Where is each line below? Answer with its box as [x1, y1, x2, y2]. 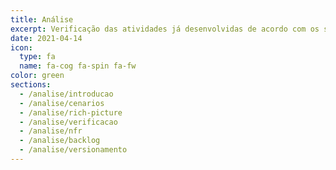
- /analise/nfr [19, 126, 83, 136]
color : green [10, 71, 65, 81]
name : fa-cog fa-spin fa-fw [19, 61, 137, 71]
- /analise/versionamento [19, 145, 128, 155]
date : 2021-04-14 [10, 33, 83, 43]
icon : [10, 42, 33, 53]
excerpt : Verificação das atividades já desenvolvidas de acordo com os [10, 24, 320, 34]
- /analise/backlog [19, 136, 101, 146]
